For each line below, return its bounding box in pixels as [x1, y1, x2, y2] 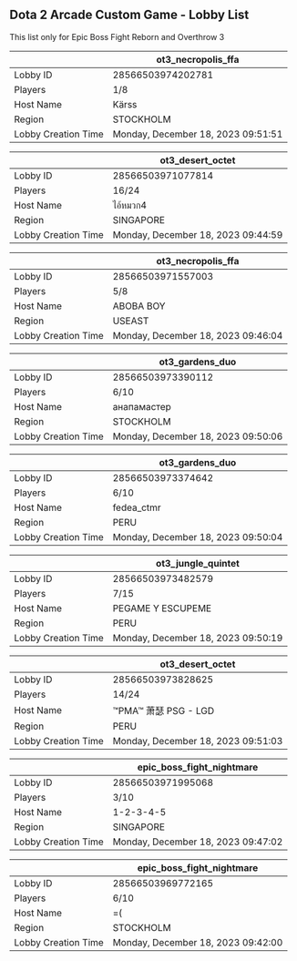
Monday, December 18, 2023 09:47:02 [112, 835, 283, 848]
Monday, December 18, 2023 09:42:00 [112, 935, 283, 948]
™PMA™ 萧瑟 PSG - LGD [112, 704, 215, 717]
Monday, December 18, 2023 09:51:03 [112, 734, 283, 747]
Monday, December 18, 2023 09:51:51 [112, 128, 283, 140]
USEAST [112, 314, 149, 327]
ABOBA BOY [112, 300, 166, 312]
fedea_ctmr [112, 501, 161, 514]
